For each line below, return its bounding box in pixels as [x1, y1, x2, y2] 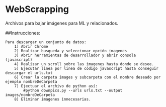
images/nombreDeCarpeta [5, 92, 55, 97]
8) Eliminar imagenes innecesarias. [14, 96, 92, 101]
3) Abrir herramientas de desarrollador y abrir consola [14, 53, 136, 58]
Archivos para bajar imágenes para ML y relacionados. [5, 20, 119, 26]
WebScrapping [5, 4, 69, 15]
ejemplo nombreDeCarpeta [5, 79, 57, 84]
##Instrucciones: [5, 30, 40, 36]
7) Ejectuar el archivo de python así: [14, 83, 98, 88]
